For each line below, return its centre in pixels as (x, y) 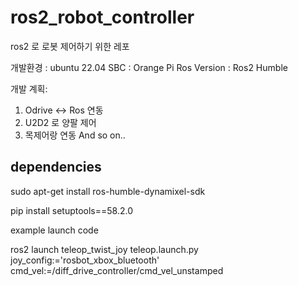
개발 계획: (29, 88)
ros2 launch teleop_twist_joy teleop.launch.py (104, 249)
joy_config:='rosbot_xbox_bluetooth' (85, 260)
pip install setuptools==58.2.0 (72, 210)
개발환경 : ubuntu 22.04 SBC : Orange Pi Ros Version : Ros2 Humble (149, 67)
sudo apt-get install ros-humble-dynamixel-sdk (108, 191)
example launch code (54, 230)
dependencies (56, 167)
